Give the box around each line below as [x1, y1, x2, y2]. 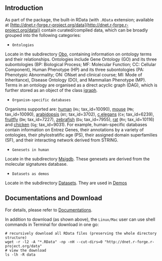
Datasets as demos [12, 171, 49, 176]
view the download [9, 248, 47, 253]
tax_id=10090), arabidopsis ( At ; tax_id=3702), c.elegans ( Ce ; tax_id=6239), [5, 111, 154, 117]
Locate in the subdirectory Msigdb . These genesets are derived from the [5, 156, 150, 162]
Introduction [5, 4, 44, 12]
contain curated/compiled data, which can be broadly [41, 27, 148, 33]
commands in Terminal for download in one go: [5, 221, 99, 227]
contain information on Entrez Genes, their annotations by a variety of [5, 126, 144, 133]
